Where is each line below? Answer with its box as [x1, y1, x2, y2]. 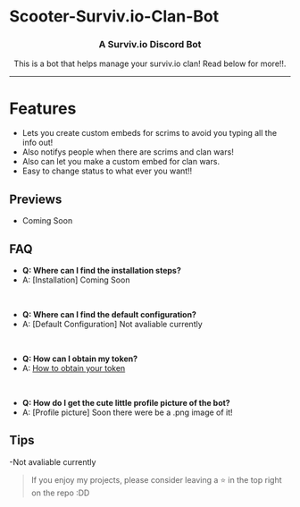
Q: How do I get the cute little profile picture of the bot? [21, 398, 230, 409]
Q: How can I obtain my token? [21, 353, 138, 364]
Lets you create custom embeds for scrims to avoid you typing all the [21, 128, 278, 139]
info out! [21, 137, 54, 148]
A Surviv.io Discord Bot [98, 38, 202, 51]
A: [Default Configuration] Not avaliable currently [21, 319, 203, 330]
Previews [9, 191, 62, 207]
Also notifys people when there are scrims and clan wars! [21, 147, 234, 157]
